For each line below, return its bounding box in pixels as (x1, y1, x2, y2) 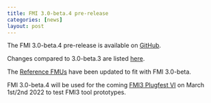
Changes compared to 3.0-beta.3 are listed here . (7, 55, 145, 63)
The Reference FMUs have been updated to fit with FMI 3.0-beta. (7, 68, 192, 76)
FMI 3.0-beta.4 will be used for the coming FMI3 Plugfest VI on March (7, 81, 204, 89)
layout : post (7, 23, 45, 29)
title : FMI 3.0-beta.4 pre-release (7, 10, 109, 17)
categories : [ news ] (7, 16, 63, 23)
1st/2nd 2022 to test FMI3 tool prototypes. (7, 88, 127, 96)
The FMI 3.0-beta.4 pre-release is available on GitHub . (7, 42, 162, 50)
